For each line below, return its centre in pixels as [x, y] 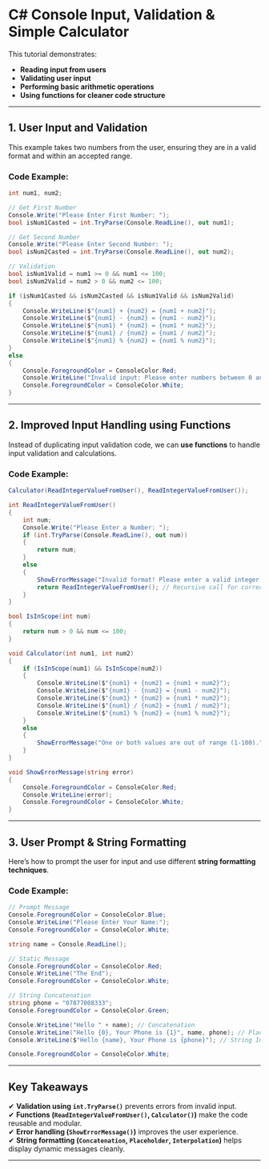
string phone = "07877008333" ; [60, 1003]
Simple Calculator [69, 32]
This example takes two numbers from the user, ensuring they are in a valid [132, 147]
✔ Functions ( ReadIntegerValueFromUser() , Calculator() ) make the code [128, 1115]
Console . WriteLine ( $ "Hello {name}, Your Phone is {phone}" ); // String [130, 1040]
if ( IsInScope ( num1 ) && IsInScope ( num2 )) [92, 668]
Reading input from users [63, 69]
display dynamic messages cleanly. [67, 1149]
